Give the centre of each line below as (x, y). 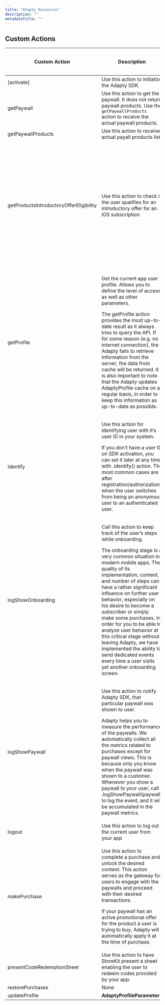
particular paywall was (127, 703)
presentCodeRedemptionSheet (43, 967)
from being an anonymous (132, 497)
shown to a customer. (126, 776)
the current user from (126, 832)
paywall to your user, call (130, 789)
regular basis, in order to (130, 394)
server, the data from (126, 364)
